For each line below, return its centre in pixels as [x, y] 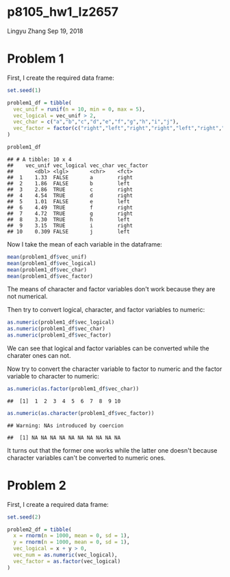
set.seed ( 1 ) [24, 90]
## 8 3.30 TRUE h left [68, 219]
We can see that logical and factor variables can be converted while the [108, 348]
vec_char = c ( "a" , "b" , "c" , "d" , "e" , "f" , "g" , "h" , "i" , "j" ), [96, 122]
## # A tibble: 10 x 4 [39, 159]
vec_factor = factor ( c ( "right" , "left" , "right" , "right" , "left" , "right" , [118, 128]
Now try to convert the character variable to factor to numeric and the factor [115, 369]
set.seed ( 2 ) [24, 517]
